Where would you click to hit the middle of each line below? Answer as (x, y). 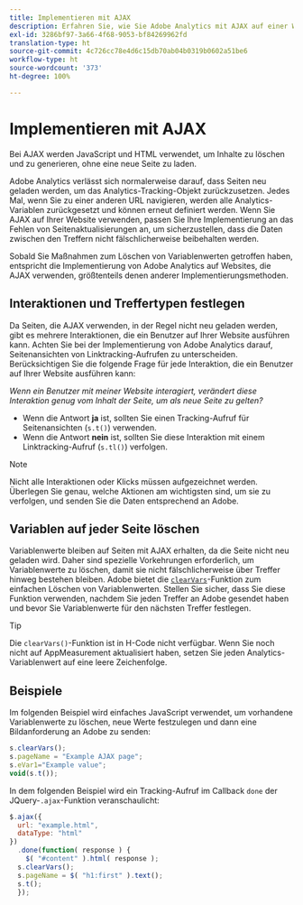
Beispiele (36, 691)
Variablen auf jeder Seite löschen (105, 529)
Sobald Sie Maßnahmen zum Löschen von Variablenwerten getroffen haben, (151, 256)
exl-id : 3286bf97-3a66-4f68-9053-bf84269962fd (98, 34)
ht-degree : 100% (40, 77)
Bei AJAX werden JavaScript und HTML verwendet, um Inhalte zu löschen (147, 153)
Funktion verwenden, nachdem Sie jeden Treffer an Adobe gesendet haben (149, 599)
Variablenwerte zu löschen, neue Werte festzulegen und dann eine (133, 722)
